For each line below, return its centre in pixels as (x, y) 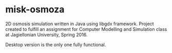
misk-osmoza (35, 10)
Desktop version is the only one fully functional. (56, 44)
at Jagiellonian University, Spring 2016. (46, 34)
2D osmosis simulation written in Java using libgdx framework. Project (80, 24)
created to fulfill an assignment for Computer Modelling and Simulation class (86, 29)
